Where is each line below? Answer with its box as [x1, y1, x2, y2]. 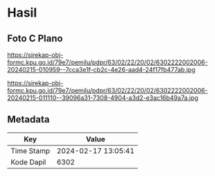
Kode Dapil [10, 157, 46, 167]
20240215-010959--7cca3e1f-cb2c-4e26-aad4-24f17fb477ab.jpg [7, 66, 196, 73]
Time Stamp [10, 146, 51, 155]
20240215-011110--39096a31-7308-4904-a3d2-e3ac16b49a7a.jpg [7, 94, 199, 102]
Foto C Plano [7, 33, 63, 44]
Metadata [7, 114, 50, 125]
